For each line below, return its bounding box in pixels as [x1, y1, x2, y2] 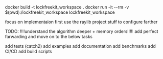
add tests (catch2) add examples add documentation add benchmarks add [5, 43, 156, 49]
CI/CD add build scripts [5, 49, 52, 54]
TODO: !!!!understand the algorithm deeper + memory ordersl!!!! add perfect [5, 29, 158, 34]
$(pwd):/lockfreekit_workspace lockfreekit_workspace [5, 9, 115, 15]
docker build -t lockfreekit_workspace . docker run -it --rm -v [5, 4, 129, 10]
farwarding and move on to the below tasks [5, 34, 93, 39]
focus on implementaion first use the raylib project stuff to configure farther [5, 19, 158, 25]
